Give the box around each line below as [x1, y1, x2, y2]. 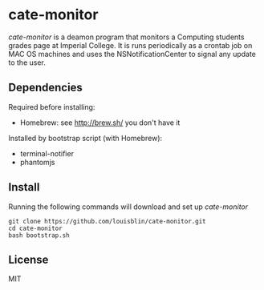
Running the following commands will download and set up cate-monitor [8, 202, 249, 211]
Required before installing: [8, 102, 95, 111]
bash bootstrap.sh [8, 231, 70, 240]
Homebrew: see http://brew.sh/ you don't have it [19, 118, 181, 127]
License [8, 252, 49, 266]
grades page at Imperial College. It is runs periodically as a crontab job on [8, 40, 253, 50]
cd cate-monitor [8, 224, 63, 232]
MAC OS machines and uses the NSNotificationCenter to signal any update [8, 49, 257, 58]
